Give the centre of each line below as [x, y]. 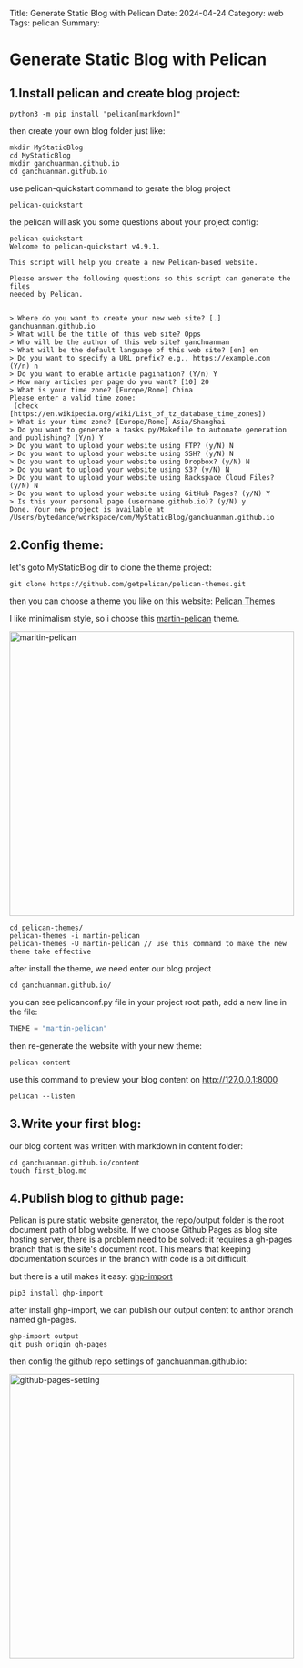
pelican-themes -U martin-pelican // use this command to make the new [148, 943]
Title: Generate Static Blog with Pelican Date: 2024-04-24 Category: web [146, 13]
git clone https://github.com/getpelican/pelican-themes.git [128, 584]
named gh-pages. [43, 1320]
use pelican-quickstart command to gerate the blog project [120, 188]
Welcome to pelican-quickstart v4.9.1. [85, 247]
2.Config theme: [57, 545]
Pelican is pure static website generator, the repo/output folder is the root [147, 1220]
